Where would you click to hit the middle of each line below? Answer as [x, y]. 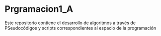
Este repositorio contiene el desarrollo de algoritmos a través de [70, 23]
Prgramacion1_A [39, 9]
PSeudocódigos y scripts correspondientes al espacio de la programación [80, 28]
